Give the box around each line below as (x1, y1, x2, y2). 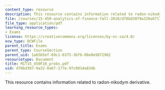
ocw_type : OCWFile (5, 39, 43, 44)
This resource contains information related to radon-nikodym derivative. (5, 79, 151, 85)
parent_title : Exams (5, 43, 48, 48)
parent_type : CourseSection (5, 48, 63, 53)
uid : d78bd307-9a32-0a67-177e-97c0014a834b (5, 66, 96, 71)
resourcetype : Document (5, 57, 54, 62)
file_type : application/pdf (5, 20, 63, 26)
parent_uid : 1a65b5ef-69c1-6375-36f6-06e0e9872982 (5, 52, 111, 57)
